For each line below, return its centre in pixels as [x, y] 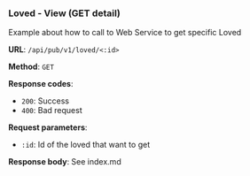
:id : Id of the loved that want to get [86, 145]
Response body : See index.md [65, 162]
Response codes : [41, 84]
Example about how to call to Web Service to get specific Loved [125, 33]
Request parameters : [48, 127]
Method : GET [31, 67]
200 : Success [45, 101]
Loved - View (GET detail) [65, 13]
